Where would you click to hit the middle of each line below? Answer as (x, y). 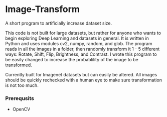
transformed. (19, 65)
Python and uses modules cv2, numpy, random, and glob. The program (79, 43)
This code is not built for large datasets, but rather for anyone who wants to (83, 33)
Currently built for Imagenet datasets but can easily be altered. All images (81, 74)
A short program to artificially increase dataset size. (59, 23)
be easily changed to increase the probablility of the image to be (72, 59)
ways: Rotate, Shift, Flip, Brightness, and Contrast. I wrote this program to (81, 54)
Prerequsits (20, 98)
